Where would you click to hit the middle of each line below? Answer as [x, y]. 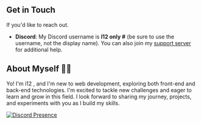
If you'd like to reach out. [37, 24]
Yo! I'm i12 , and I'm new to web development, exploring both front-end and [101, 83]
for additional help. [39, 49]
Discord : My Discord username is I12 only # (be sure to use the [95, 37]
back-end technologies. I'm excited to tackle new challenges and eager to [99, 90]
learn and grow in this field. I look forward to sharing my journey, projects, [99, 97]
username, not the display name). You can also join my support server [103, 43]
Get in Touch [31, 10]
